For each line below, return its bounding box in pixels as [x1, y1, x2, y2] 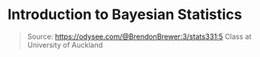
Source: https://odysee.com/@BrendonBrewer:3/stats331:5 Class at [26, 32, 252, 41]
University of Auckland [26, 40, 104, 49]
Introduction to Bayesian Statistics [7, 6, 242, 24]
